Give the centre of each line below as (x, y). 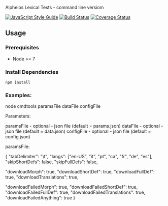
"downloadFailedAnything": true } (40, 198)
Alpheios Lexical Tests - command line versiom (55, 7)
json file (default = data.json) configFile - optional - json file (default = (78, 131)
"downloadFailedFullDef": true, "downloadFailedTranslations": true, (75, 192)
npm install (18, 82)
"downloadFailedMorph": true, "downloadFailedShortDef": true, (72, 187)
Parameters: (18, 116)
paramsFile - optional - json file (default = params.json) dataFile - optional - (84, 126)
